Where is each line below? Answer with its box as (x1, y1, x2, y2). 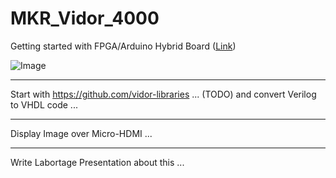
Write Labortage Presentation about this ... (10, 156, 185, 168)
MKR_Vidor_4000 (10, 7, 160, 30)
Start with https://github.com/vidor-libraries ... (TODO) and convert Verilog (10, 88, 317, 100)
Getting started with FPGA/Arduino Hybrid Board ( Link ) (10, 40, 237, 52)
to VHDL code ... (10, 98, 78, 111)
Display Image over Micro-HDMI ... (10, 127, 153, 139)
